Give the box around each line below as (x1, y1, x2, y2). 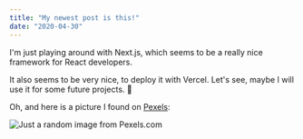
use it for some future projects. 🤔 (9, 84, 133, 94)
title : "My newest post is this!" (9, 13, 141, 23)
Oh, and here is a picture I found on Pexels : (9, 101, 171, 112)
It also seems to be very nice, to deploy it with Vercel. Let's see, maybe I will (9, 74, 295, 84)
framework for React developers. (9, 56, 133, 67)
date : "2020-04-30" (9, 22, 83, 31)
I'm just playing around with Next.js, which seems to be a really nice (9, 46, 263, 57)
